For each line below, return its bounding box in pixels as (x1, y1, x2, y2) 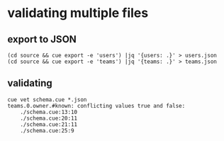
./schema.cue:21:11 (20, 120, 78, 128)
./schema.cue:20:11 (20, 115, 78, 122)
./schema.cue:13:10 (20, 108, 78, 115)
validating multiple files (7, 5, 149, 21)
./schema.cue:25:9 (20, 127, 74, 134)
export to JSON (7, 33, 77, 45)
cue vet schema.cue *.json (7, 96, 87, 103)
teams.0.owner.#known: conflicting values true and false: (7, 102, 186, 109)
